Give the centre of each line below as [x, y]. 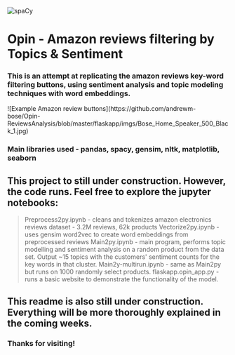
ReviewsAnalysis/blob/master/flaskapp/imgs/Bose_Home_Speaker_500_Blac [118, 123]
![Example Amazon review [45, 109]
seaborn [22, 158]
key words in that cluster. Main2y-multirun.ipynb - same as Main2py [123, 264]
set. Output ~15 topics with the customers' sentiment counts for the [122, 257]
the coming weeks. [50, 323]
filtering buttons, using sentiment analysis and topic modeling [115, 85]
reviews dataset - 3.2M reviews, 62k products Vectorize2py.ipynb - [122, 227]
